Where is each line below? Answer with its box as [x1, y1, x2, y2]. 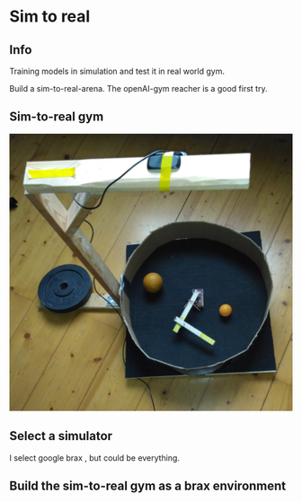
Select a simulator [9, 428, 113, 444]
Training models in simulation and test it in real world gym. [9, 66, 226, 76]
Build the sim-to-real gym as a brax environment [9, 479, 287, 494]
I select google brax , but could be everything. [9, 452, 180, 463]
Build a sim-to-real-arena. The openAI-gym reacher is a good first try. [9, 84, 268, 93]
